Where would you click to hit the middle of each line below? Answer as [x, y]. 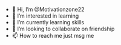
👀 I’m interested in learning [45, 16]
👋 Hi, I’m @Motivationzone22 [48, 9]
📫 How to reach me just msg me [53, 36]
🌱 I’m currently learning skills [48, 22]
